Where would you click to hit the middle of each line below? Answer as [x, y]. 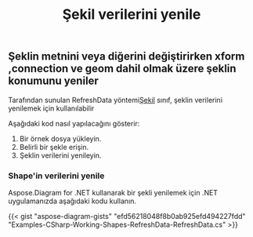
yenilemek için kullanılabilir [51, 108]
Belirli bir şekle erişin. [54, 147]
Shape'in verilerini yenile [56, 176]
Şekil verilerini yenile [132, 15]
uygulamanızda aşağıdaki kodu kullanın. [72, 201]
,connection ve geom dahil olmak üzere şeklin [122, 69]
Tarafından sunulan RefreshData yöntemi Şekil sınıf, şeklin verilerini [116, 100]
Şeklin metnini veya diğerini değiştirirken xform [127, 57]
